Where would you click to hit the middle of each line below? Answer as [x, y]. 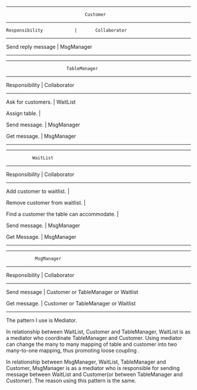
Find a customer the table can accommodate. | [62, 214]
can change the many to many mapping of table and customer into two [92, 344]
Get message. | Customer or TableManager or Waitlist [71, 303]
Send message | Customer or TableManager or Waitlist [72, 292]
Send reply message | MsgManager [49, 47]
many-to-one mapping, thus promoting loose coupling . [73, 350]
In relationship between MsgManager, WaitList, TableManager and [86, 362]
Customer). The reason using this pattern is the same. [71, 381]
